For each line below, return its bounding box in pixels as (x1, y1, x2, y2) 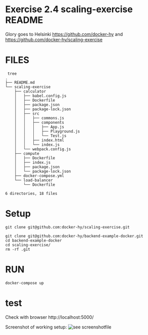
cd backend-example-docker (5, 238, 62, 243)
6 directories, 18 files (5, 191, 58, 196)
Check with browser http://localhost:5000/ (5, 314, 94, 320)
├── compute (14, 151, 39, 156)
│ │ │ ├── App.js (14, 124, 65, 129)
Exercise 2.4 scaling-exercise (5, 4, 133, 15)
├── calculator (14, 89, 46, 94)
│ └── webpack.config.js (14, 146, 71, 152)
